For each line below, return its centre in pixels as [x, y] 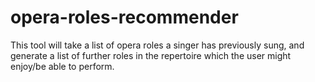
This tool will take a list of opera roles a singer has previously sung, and [157, 45]
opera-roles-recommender [124, 17]
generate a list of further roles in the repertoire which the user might [151, 55]
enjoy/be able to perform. [62, 66]
